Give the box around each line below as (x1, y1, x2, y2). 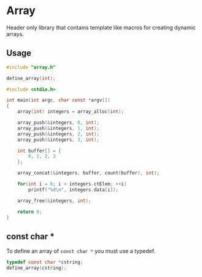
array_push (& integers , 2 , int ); (17, 131, 99, 137)
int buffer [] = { (17, 148, 62, 154)
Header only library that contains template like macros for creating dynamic (6, 24, 197, 31)
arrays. (6, 30, 24, 37)
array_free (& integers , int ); (17, 198, 92, 204)
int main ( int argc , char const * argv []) (6, 97, 111, 104)
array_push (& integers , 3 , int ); (17, 137, 99, 143)
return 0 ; (17, 209, 43, 215)
